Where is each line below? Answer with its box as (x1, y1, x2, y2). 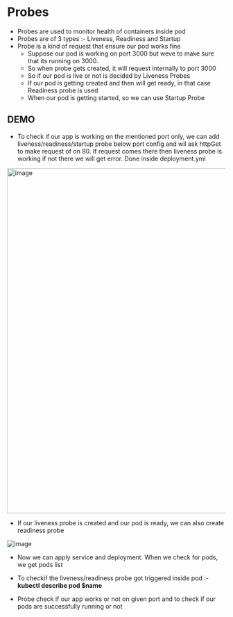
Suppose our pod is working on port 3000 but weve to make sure (27, 49, 214, 58)
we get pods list (17, 560, 63, 568)
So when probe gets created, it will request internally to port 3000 (27, 64, 216, 72)
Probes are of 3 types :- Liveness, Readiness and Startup (17, 34, 181, 42)
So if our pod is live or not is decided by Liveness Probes (27, 71, 191, 80)
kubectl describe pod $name (17, 581, 103, 589)
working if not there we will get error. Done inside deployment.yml (17, 154, 206, 163)
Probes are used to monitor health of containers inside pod (17, 27, 186, 35)
